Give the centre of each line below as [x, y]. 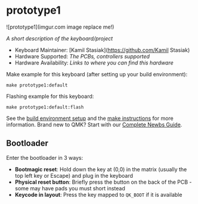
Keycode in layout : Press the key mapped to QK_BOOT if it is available [98, 194]
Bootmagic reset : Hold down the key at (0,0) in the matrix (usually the [101, 169]
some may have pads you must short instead [70, 188]
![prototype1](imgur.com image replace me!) [60, 27]
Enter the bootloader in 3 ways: [45, 157]
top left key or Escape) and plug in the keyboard [74, 175]
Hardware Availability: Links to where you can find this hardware [94, 63]
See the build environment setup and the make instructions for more [90, 118]
